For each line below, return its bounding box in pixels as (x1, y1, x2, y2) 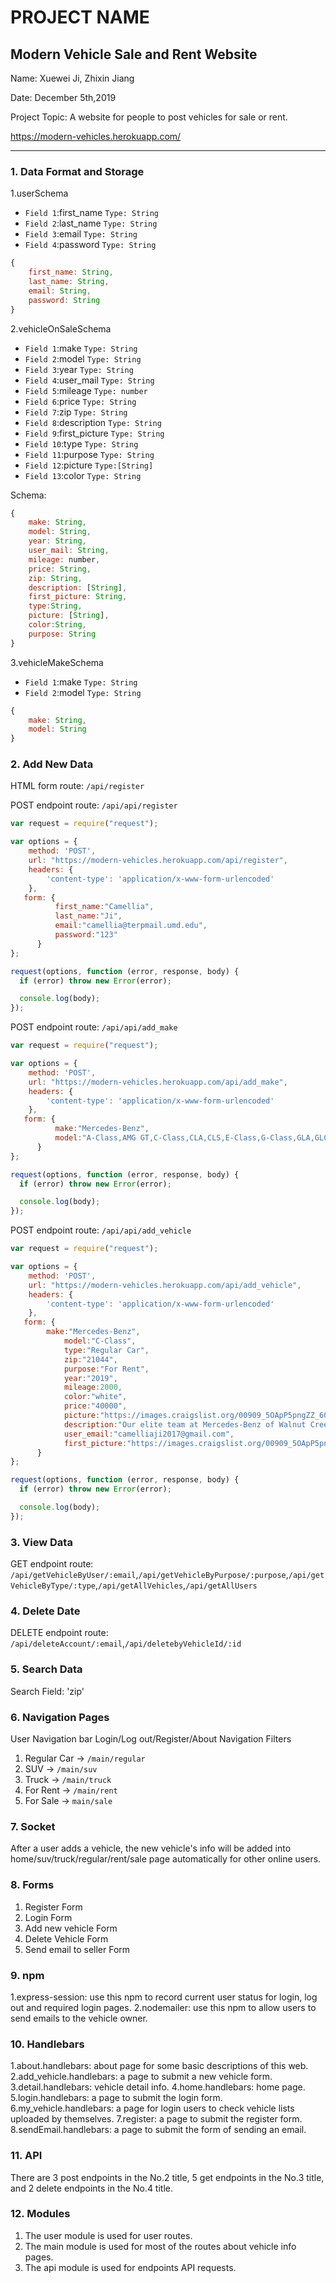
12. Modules (10, 2207, 71, 2221)
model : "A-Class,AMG (54, 1133, 137, 1143)
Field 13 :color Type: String (24, 469, 142, 481)
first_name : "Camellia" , (54, 902, 155, 912)
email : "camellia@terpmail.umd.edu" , (54, 921, 208, 931)
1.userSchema (10, 187, 69, 200)
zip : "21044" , (63, 1354, 118, 1365)
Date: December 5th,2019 (10, 92, 117, 103)
